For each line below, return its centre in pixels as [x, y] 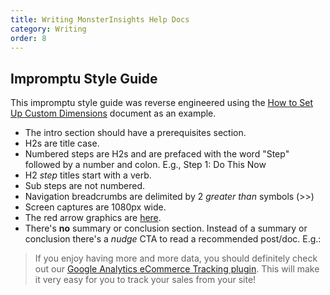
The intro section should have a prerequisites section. [135, 133]
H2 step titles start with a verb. [88, 175]
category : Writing [48, 29]
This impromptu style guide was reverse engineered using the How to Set [161, 103]
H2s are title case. [62, 143]
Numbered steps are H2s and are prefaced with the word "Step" [157, 154]
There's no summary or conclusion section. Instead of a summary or [166, 228]
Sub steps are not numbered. [84, 186]
